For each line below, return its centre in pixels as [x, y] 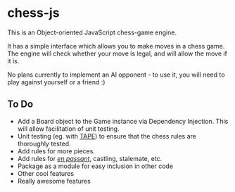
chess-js [33, 13]
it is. [13, 60]
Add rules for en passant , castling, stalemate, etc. [90, 158]
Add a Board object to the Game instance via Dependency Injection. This [123, 121]
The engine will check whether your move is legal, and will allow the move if [117, 53]
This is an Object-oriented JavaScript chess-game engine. [92, 32]
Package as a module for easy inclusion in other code [95, 166]
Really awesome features [54, 181]
